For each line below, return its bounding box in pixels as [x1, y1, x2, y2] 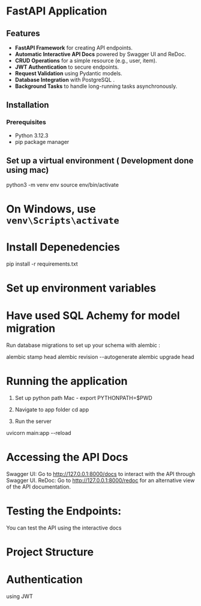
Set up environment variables [6, 281, 157, 295]
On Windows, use [6, 202, 96, 216]
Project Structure [6, 545, 94, 558]
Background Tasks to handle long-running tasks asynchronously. [14, 83, 178, 90]
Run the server [14, 417, 52, 425]
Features [6, 28, 40, 39]
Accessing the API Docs [6, 450, 128, 464]
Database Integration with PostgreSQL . [14, 77, 115, 83]
